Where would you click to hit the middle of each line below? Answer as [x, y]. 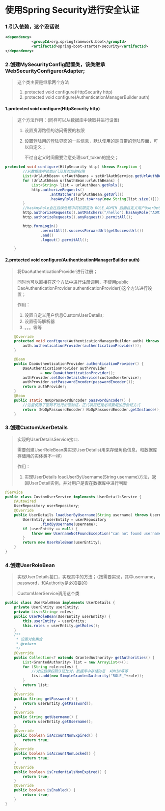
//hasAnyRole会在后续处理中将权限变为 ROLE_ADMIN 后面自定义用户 [84, 208]
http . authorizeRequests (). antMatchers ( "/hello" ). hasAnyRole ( [87, 213]
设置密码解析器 [40, 321]
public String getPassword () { [46, 699]
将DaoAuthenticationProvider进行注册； [57, 271]
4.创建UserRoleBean [30, 565]
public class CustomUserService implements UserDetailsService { [73, 497]
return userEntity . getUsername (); [58, 722]
